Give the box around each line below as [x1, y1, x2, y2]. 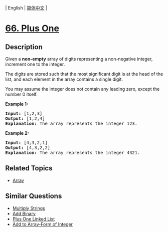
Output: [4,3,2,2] [5, 145, 51, 150]
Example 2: [5, 130, 29, 136]
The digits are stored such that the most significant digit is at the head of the [5, 71, 163, 77]
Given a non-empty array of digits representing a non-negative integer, [5, 56, 153, 62]
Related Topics [5, 164, 53, 172]
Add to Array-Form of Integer [12, 221, 73, 227]
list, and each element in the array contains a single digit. [5, 76, 123, 82]
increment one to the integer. [5, 61, 65, 67]
